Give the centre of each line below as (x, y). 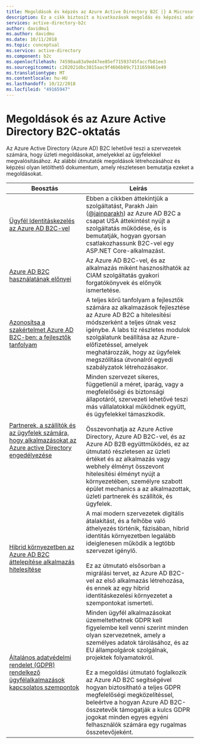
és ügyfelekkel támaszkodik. (126, 414)
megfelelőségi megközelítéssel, (130, 694)
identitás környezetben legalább (131, 536)
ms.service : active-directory (44, 51)
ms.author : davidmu (30, 34)
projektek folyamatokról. (120, 657)
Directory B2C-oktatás (63, 132)
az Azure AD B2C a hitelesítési (129, 315)
